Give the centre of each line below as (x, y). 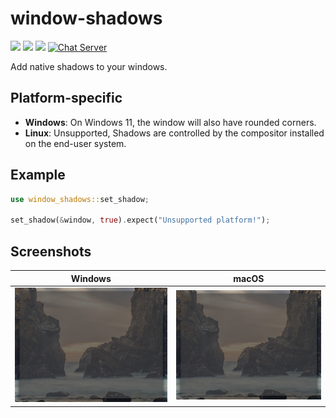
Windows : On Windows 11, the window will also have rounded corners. (170, 122)
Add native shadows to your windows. (89, 66)
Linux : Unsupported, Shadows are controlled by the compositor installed (174, 133)
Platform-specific (66, 98)
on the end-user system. (75, 143)
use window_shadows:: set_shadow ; (80, 199)
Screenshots (51, 251)
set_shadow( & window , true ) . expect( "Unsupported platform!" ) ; (140, 220)
